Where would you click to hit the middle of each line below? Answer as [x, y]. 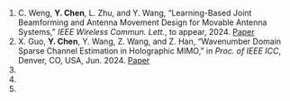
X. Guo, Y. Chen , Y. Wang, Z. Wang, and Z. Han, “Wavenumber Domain [150, 41]
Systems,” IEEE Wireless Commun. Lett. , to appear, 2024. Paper [136, 32]
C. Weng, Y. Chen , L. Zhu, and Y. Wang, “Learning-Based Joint [135, 13]
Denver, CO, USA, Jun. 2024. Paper [84, 60]
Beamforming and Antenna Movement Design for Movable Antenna [142, 22]
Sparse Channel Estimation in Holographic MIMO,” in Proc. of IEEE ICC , [150, 51]
